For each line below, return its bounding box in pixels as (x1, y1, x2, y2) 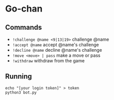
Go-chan (5, 3, 42, 15)
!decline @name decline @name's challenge (12, 47, 102, 53)
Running (5, 72, 32, 81)
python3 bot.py (5, 90, 37, 95)
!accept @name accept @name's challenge (12, 42, 99, 48)
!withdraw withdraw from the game (12, 58, 85, 63)
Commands (5, 23, 42, 32)
